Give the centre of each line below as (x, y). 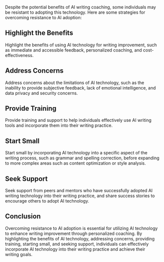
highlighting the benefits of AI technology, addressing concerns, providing (80, 238)
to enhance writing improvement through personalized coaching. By (74, 233)
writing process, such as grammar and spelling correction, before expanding (82, 158)
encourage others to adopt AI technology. (47, 201)
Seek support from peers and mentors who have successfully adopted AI (79, 191)
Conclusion (23, 217)
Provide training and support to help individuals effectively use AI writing (78, 120)
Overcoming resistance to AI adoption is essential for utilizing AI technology (82, 228)
